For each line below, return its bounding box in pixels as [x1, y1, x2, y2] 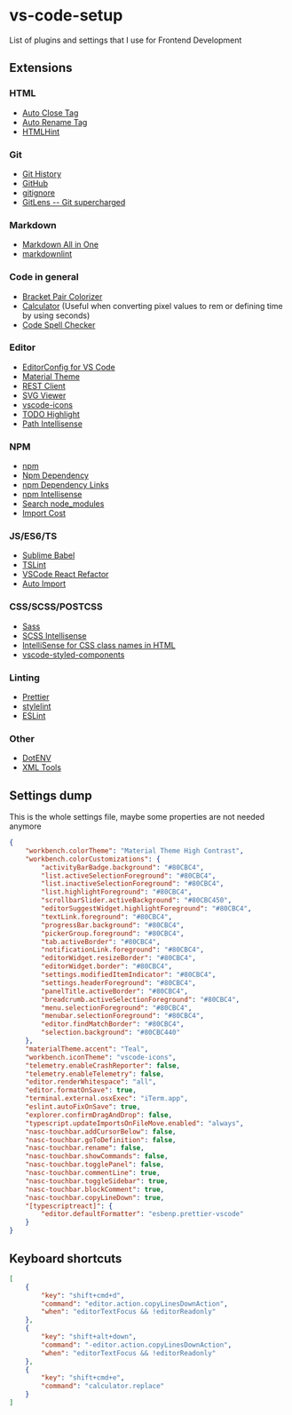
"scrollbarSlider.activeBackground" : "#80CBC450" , [41, 896, 233, 905]
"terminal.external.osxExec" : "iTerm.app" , [25, 1094, 189, 1103]
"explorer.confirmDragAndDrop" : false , [25, 1110, 173, 1119]
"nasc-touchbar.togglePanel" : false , [25, 1160, 165, 1169]
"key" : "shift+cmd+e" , [41, 1373, 125, 1382]
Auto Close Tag [21, 107, 79, 118]
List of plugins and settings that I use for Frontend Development [9, 35, 242, 45]
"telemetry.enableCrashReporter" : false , [25, 1061, 180, 1070]
